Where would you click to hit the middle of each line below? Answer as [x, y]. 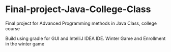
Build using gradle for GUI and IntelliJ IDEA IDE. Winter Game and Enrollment [85, 38]
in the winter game [25, 43]
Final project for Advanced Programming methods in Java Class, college [81, 23]
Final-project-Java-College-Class [78, 9]
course [13, 28]
